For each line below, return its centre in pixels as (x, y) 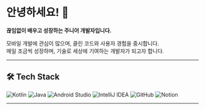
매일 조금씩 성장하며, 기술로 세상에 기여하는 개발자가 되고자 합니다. (85, 51)
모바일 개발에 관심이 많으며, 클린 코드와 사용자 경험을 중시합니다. (83, 43)
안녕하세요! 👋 (38, 12)
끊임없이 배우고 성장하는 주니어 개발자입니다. (59, 30)
